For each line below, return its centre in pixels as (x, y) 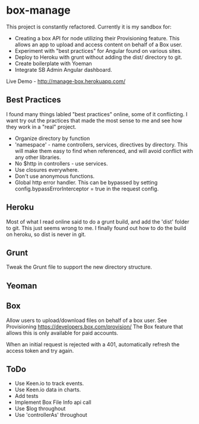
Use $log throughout (40, 409)
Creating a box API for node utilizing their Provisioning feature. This (97, 38)
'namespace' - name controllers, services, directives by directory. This (101, 144)
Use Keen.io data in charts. (48, 390)
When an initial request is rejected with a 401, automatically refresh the (93, 344)
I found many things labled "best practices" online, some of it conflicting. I (97, 114)
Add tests (26, 396)
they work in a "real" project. (41, 127)
